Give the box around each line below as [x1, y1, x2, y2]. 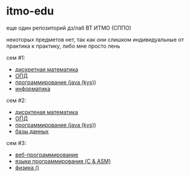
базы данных [15, 127, 50, 135]
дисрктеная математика [15, 108, 79, 115]
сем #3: [6, 139, 27, 146]
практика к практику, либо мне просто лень [6, 42, 120, 50]
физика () [15, 164, 39, 171]
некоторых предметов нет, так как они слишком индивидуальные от [6, 36, 185, 43]
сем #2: [6, 97, 27, 104]
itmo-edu [6, 4, 54, 18]
